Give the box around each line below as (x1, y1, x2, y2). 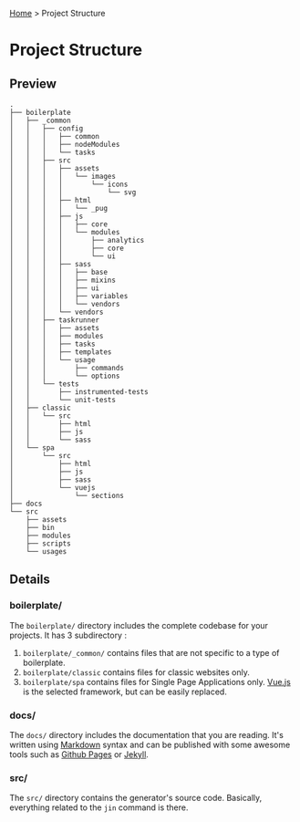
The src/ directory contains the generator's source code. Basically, (9, 793, 263, 804)
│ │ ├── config (9, 124, 84, 133)
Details (9, 572, 50, 588)
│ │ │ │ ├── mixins (9, 276, 117, 285)
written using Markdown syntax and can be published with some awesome (9, 739, 291, 750)
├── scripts (26, 539, 71, 548)
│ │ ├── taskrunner (9, 316, 100, 325)
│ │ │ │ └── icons (9, 180, 129, 189)
